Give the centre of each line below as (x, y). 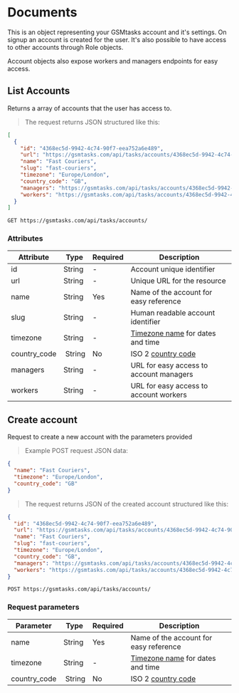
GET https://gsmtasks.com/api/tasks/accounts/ (78, 221)
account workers (159, 395)
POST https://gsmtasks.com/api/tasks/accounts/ (79, 589)
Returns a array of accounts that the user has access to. (90, 108)
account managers (162, 374)
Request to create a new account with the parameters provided (100, 437)
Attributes (25, 239)
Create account (43, 420)
